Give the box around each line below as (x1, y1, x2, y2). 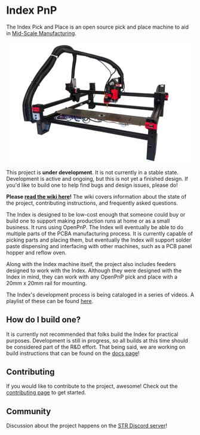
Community (6, 406, 51, 417)
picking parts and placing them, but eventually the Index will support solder (6, 236, 192, 243)
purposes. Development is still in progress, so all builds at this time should (6, 337, 188, 344)
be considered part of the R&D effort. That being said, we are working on (6, 343, 186, 350)
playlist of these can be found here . (6, 297, 94, 304)
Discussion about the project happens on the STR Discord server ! (6, 422, 168, 430)
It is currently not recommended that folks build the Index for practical (6, 331, 179, 338)
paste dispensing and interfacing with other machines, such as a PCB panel (6, 242, 192, 249)
